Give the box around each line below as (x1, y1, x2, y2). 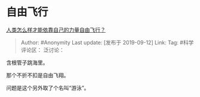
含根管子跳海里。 (6, 59, 48, 66)
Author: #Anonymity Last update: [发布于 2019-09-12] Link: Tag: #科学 (20, 39, 194, 46)
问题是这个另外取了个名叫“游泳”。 (6, 84, 90, 91)
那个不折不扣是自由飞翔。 (6, 71, 69, 79)
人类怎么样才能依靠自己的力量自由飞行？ (6, 26, 106, 33)
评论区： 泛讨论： (20, 46, 64, 54)
